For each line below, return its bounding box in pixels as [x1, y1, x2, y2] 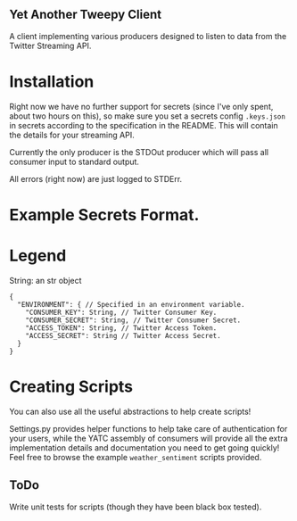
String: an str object [9, 275, 82, 285]
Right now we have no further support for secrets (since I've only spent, [9, 101, 274, 112]
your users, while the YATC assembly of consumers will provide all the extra [9, 433, 288, 443]
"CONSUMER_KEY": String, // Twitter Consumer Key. [25, 308, 218, 317]
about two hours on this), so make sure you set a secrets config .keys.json [9, 111, 285, 121]
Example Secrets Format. [9, 204, 200, 225]
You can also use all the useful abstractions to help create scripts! [9, 406, 252, 417]
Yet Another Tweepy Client [9, 7, 162, 22]
